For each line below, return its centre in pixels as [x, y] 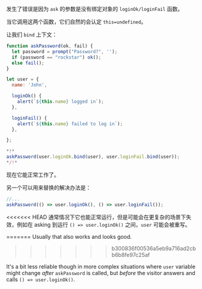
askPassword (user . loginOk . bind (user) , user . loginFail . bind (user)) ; [93, 157]
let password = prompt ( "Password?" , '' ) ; [65, 51]
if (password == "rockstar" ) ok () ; [57, 57]
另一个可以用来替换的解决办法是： [49, 187]
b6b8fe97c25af [131, 255]
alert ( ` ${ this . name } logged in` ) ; [60, 102]
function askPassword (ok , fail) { [50, 46]
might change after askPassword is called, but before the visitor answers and [101, 273]
